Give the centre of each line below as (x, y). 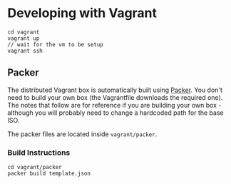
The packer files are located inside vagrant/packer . (82, 134)
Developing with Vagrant (82, 13)
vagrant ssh (25, 51)
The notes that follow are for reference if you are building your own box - (114, 105)
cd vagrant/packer (35, 168)
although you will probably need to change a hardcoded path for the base (115, 113)
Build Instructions (39, 153)
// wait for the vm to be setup (55, 44)
